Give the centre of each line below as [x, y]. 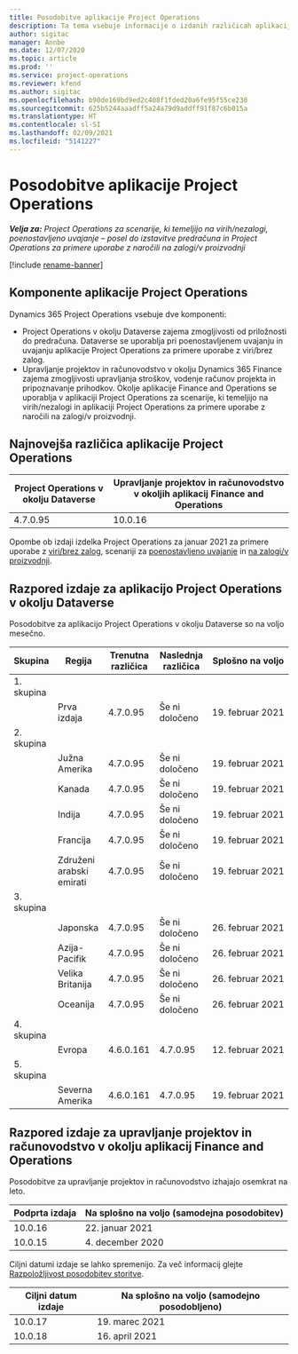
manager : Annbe [37, 42]
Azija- [71, 948]
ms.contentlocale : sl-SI [55, 125]
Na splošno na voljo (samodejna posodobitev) [184, 1213]
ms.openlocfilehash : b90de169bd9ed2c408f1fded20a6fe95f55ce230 [129, 100]
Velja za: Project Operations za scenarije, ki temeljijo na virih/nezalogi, [139, 228]
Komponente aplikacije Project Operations [129, 293]
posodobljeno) [191, 1306]
